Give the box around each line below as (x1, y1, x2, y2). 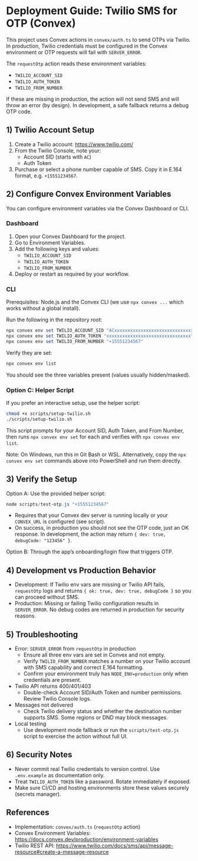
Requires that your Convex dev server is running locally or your (14, 512, 168, 519)
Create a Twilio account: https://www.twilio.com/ (14, 140, 134, 148)
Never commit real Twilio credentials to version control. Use (14, 765, 160, 773)
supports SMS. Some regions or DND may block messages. (23, 714, 168, 721)
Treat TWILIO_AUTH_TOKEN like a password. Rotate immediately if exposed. (14, 778, 192, 785)
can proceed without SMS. (14, 593, 80, 601)
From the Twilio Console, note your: (14, 147, 101, 154)
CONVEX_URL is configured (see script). (14, 518, 106, 525)
